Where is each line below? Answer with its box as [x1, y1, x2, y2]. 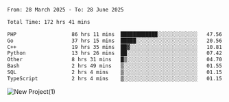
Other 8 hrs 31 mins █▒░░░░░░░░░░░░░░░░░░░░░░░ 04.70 [7, 56, 223, 63]
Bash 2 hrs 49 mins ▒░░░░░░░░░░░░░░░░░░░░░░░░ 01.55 [7, 63, 223, 69]
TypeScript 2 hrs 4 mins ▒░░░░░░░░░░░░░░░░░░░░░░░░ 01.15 [7, 75, 223, 82]
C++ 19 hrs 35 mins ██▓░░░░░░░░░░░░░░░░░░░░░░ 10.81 [7, 44, 223, 50]
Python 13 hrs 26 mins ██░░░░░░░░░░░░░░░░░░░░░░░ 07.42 [7, 50, 223, 57]
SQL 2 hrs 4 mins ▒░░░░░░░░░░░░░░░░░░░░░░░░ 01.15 [7, 69, 223, 75]
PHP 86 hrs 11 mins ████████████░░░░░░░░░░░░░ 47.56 [7, 31, 223, 37]
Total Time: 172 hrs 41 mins [7, 18, 91, 25]
